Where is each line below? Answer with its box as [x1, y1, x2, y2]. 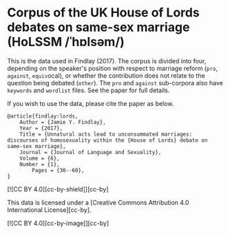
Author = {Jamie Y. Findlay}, [19, 118, 107, 125]
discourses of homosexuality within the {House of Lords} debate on [7, 136, 208, 144]
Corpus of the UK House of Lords [7, 5, 200, 21]
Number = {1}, [19, 160, 60, 168]
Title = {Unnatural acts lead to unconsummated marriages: [19, 131, 193, 138]
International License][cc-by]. [7, 205, 92, 214]
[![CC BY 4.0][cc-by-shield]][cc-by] [7, 184, 109, 193]
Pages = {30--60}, [32, 167, 85, 173]
